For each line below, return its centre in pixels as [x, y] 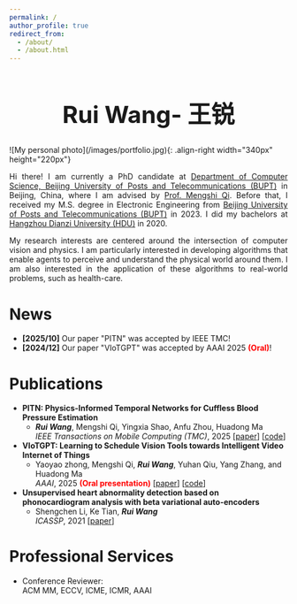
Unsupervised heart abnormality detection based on [120, 493]
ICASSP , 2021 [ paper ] [75, 521]
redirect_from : [37, 34]
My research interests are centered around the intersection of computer [148, 241]
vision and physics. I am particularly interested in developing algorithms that [148, 250]
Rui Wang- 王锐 [148, 114]
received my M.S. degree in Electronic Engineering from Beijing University [148, 205]
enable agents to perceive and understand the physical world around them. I [148, 260]
